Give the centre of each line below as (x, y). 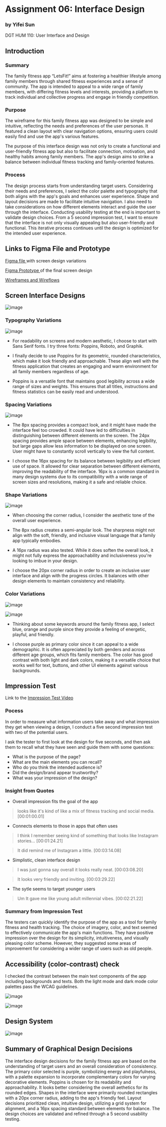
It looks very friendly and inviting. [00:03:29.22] (66, 879)
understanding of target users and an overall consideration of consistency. (81, 1066)
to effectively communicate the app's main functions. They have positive (79, 933)
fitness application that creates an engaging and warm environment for (85, 366)
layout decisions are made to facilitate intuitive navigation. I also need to (79, 201)
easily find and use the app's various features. (53, 136)
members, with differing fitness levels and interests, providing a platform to (82, 92)
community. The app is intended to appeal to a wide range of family (74, 87)
